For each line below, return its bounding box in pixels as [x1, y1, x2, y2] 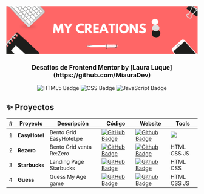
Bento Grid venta [49, 143, 92, 150]
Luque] [151, 63, 172, 71]
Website [139, 120, 161, 127]
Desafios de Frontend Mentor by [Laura [32, 63, 150, 71]
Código [106, 120, 126, 127]
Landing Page [49, 158, 84, 166]
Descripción [57, 120, 89, 127]
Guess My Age [49, 173, 87, 180]
